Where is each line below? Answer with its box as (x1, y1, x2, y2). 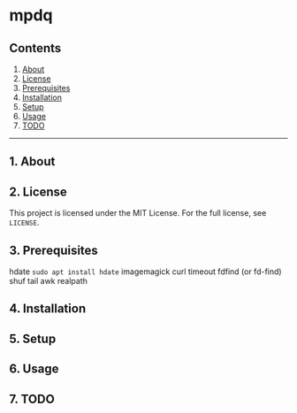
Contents (9, 41, 62, 56)
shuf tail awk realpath (9, 276, 88, 287)
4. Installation (9, 302, 87, 317)
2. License (9, 184, 68, 199)
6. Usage (9, 362, 59, 377)
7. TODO (9, 391, 55, 407)
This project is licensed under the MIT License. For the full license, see (9, 208, 267, 218)
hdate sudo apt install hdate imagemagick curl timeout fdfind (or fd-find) (9, 266, 282, 277)
